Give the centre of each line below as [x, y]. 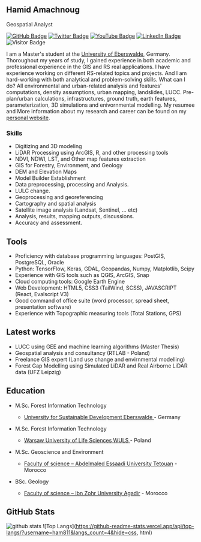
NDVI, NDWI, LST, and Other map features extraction [80, 159]
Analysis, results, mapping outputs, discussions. [74, 216]
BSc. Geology [32, 481]
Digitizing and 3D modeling [48, 146]
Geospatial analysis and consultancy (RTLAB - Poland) [82, 353]
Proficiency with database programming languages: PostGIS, [90, 256]
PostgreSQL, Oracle [39, 262]
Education [26, 391]
